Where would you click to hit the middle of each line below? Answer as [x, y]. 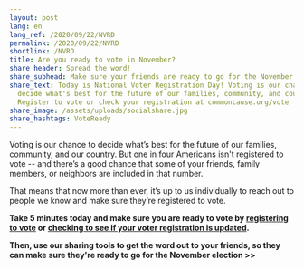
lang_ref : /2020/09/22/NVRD [62, 34]
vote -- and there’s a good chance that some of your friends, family [135, 164]
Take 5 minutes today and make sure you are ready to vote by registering [149, 218]
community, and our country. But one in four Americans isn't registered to [147, 154]
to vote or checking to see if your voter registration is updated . [129, 228]
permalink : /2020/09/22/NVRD [64, 43]
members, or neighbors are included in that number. [106, 174]
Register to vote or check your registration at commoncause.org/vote [153, 102]
